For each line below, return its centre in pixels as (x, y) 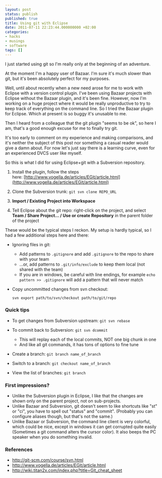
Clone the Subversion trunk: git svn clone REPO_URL (64, 191)
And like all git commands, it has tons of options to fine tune (79, 344)
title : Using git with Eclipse (37, 23)
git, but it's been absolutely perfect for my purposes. (58, 79)
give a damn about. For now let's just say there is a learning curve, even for (80, 148)
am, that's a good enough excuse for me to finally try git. (61, 128)
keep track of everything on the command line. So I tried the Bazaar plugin (79, 108)
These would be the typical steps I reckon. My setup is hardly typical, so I (78, 230)
